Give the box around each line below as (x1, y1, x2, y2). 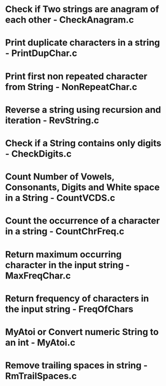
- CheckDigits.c (5, 148, 71, 159)
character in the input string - (5, 259, 130, 270)
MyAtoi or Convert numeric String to (5, 326, 159, 337)
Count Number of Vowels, (5, 171, 115, 182)
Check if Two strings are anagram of (5, 3, 159, 15)
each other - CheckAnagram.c (5, 14, 134, 25)
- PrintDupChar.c (5, 47, 77, 59)
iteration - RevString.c (5, 114, 99, 126)
